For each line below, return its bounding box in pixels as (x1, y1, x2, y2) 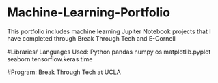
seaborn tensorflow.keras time (7, 54, 93, 63)
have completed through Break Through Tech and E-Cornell (7, 34, 176, 42)
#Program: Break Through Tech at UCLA (7, 68, 121, 76)
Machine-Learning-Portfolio (7, 5, 171, 20)
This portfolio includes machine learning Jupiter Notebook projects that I (7, 27, 211, 35)
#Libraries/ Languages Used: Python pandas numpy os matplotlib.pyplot (7, 48, 211, 56)
